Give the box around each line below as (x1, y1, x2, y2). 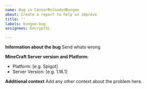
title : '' (5, 16, 26, 21)
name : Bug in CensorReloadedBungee (5, 7, 79, 12)
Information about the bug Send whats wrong (5, 44, 101, 50)
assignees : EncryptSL (5, 26, 50, 31)
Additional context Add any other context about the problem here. (5, 78, 142, 84)
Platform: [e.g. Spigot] (12, 63, 58, 69)
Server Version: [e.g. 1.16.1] (12, 68, 67, 75)
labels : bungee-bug (5, 21, 46, 26)
